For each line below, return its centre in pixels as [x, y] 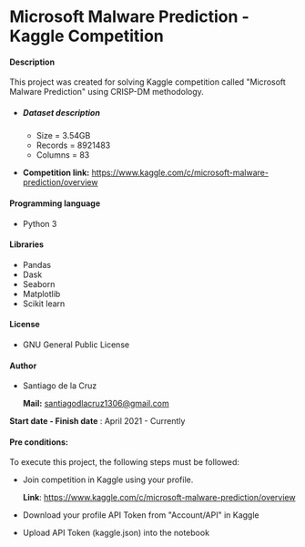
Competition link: [56, 173]
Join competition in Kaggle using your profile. [108, 480]
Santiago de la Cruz [60, 386]
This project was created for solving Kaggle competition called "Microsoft [148, 82]
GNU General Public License [76, 345]
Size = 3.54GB [63, 136]
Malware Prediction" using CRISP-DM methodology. [107, 92]
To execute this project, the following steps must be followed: [124, 462]
